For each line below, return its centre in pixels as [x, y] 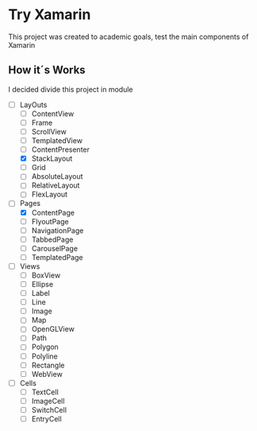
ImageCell [48, 401]
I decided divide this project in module [71, 89]
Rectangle [48, 365]
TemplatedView [57, 140]
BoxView [46, 275]
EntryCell [46, 418]
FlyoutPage [50, 221]
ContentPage [53, 212]
